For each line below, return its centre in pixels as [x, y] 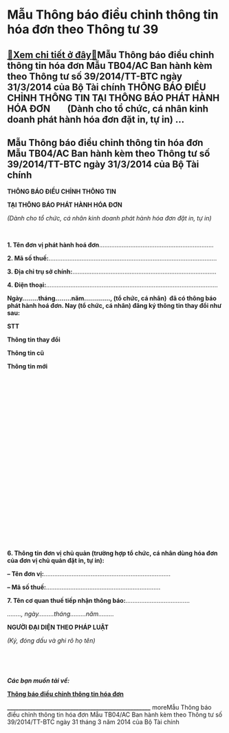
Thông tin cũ [26, 353]
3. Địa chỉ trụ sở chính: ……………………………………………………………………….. [112, 271]
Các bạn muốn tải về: [39, 681]
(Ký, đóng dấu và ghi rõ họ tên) [51, 641]
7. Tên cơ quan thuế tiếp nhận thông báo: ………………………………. [99, 601]
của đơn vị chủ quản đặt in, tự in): [56, 561]
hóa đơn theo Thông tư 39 [83, 29]
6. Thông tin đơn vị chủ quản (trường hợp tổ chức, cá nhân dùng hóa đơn [112, 553]
